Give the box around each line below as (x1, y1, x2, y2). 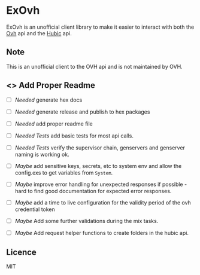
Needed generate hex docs (14, 96, 83, 103)
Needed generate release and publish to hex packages (14, 108, 150, 115)
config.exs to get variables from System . (14, 169, 113, 176)
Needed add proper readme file (14, 120, 93, 127)
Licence (6, 247, 37, 257)
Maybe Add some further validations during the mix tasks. (14, 218, 159, 225)
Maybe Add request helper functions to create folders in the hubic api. (14, 230, 189, 237)
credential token (14, 206, 55, 213)
